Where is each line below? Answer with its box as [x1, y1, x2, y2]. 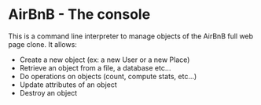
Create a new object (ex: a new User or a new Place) [19, 55, 190, 64]
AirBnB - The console [8, 5, 151, 24]
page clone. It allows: [8, 39, 77, 49]
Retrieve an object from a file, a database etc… [19, 63, 171, 72]
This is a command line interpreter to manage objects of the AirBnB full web [8, 31, 254, 41]
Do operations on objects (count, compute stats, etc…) [19, 71, 197, 81]
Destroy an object [19, 88, 78, 97]
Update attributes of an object [19, 80, 118, 89]
